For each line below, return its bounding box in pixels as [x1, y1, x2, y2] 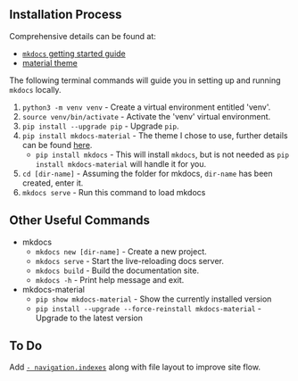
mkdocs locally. [9, 84, 62, 95]
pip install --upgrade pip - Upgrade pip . [21, 120, 180, 131]
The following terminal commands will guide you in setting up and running [9, 75, 281, 86]
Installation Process [9, 7, 122, 22]
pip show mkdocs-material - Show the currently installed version [35, 294, 272, 304]
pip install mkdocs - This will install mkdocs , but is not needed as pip [35, 149, 290, 160]
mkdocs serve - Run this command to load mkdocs [21, 186, 206, 197]
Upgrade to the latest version [35, 312, 143, 323]
